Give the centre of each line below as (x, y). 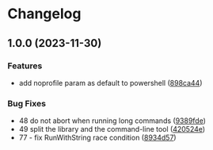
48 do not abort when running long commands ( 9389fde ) (112, 121)
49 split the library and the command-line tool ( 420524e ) (112, 129)
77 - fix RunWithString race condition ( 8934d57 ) (97, 138)
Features (25, 66)
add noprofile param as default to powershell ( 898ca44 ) (110, 83)
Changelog (44, 14)
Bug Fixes (27, 103)
